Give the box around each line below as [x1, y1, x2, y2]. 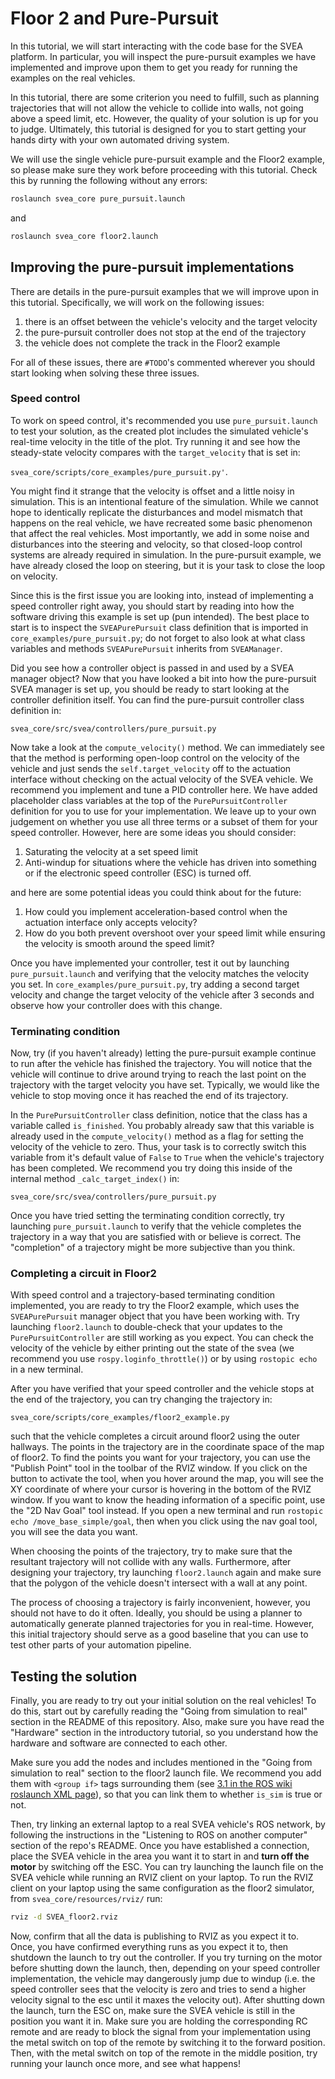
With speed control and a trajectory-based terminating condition [10, 1289, 276, 1301]
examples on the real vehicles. [10, 72, 136, 84]
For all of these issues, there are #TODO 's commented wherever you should [10, 356, 316, 368]
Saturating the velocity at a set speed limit [24, 845, 199, 857]
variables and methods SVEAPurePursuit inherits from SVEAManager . [10, 642, 283, 654]
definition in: [10, 704, 62, 716]
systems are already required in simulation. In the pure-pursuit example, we [10, 548, 322, 561]
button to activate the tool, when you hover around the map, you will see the [10, 1473, 324, 1485]
